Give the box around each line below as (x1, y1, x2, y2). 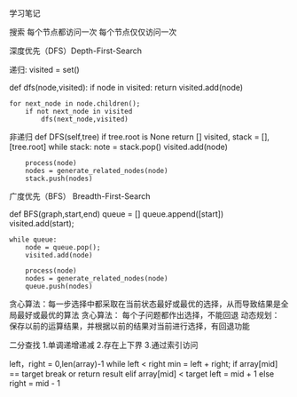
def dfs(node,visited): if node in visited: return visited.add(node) (9, 83, 244, 92)
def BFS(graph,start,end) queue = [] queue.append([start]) (9, 209, 224, 219)
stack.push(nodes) (25, 174, 93, 183)
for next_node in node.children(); (9, 99, 141, 108)
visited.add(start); (9, 218, 74, 228)
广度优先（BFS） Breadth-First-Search (9, 191, 151, 202)
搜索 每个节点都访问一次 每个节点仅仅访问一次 (9, 27, 177, 37)
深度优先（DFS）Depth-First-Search (9, 45, 143, 56)
